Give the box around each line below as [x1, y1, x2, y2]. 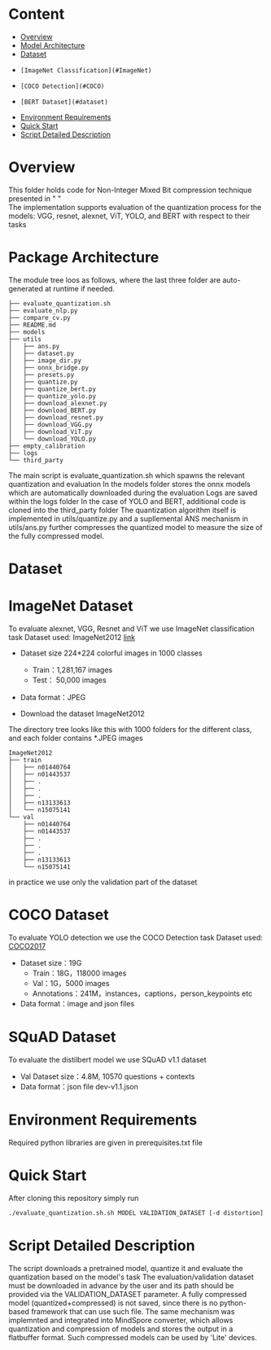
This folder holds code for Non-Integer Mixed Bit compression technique [8, 185, 252, 195]
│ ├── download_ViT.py [8, 427, 93, 436]
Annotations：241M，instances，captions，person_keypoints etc [32, 988, 253, 998]
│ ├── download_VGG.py [8, 420, 93, 428]
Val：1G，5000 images [32, 978, 110, 988]
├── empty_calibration [8, 441, 85, 450]
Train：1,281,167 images [32, 664, 112, 674]
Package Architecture [8, 248, 160, 267]
